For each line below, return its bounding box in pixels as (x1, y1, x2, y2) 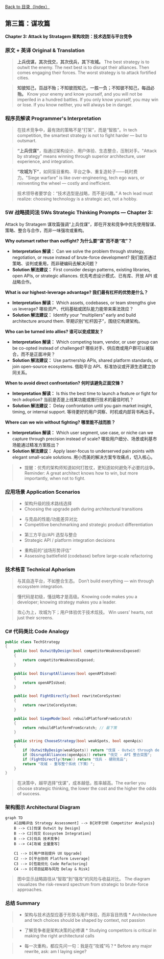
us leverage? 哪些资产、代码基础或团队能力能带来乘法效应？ (12, 305, 134, 312)
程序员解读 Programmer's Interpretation (5, 115, 101, 122)
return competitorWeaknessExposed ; (23, 658, 95, 663)
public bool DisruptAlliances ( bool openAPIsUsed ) (14, 671, 117, 676)
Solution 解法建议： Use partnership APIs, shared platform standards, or (12, 357, 159, 363)
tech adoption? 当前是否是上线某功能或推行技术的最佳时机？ (12, 396, 134, 403)
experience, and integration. (17, 158, 74, 165)
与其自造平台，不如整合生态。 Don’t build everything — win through (17, 578, 154, 584)
